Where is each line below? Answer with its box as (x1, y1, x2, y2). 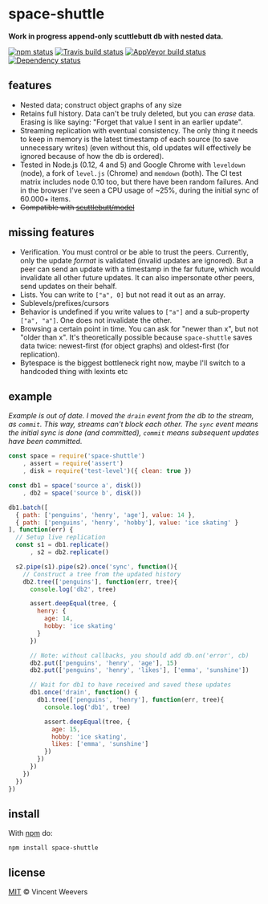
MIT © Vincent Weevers (8, 887, 88, 897)
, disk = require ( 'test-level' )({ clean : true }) (22, 467, 193, 475)
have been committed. (8, 437, 83, 446)
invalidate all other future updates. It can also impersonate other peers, (19, 272, 255, 282)
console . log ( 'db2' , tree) (29, 585, 116, 593)
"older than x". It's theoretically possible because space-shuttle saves (19, 332, 253, 342)
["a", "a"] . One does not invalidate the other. (19, 315, 173, 325)
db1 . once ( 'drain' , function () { (29, 688, 138, 697)
